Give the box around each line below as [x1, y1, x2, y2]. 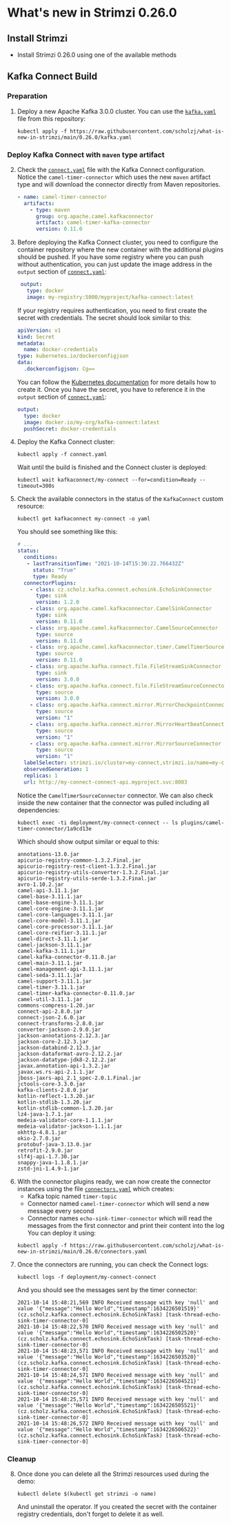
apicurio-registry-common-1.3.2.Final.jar [17, 857, 141, 864]
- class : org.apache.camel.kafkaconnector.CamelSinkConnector [30, 605, 212, 612]
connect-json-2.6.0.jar [17, 1014, 86, 1021]
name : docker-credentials [23, 346, 98, 353]
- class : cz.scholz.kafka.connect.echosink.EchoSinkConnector [30, 586, 212, 593]
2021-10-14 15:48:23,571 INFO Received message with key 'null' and [17, 1347, 219, 1354]
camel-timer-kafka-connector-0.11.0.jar [17, 989, 135, 996]
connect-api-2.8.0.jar [17, 1007, 83, 1015]
